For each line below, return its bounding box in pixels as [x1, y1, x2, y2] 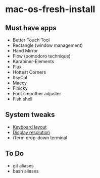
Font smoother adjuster [12, 91, 62, 96]
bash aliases [12, 168, 39, 174]
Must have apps [5, 24, 57, 32]
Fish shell [12, 96, 33, 102]
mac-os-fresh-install [5, 4, 95, 15]
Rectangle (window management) [12, 42, 83, 48]
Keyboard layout [12, 124, 47, 130]
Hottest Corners [12, 69, 46, 75]
